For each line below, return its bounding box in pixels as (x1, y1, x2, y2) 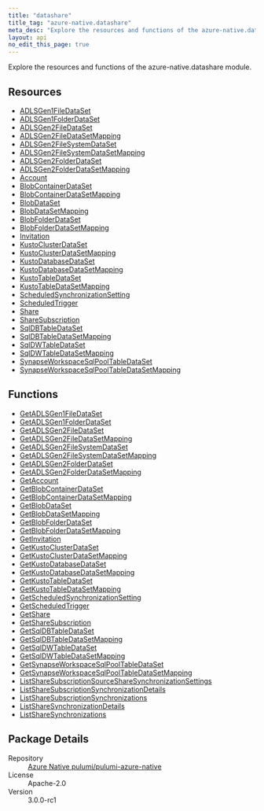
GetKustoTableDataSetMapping (19, 584, 122, 594)
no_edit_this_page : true (8, 41, 90, 49)
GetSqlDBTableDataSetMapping (19, 634, 123, 643)
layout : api (8, 33, 47, 42)
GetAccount (19, 475, 59, 485)
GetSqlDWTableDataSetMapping (19, 651, 126, 661)
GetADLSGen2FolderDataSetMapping (19, 467, 141, 477)
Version (8, 787, 33, 796)
